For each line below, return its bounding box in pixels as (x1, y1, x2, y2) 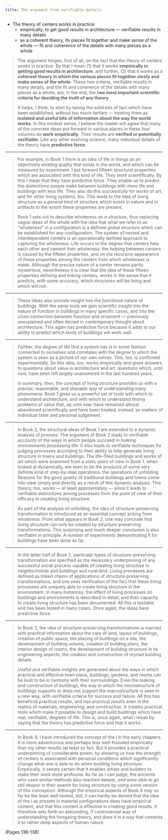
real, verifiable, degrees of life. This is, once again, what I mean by (17, 714, 154, 720)
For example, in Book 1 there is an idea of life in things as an (17, 156, 141, 162)
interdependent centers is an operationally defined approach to (17, 235, 148, 241)
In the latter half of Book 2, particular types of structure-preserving (17, 552, 156, 558)
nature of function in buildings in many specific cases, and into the (17, 308, 155, 314)
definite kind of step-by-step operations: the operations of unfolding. (17, 469, 160, 475)
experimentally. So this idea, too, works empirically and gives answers (17, 359, 162, 366)
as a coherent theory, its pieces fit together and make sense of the (19, 37, 157, 43)
